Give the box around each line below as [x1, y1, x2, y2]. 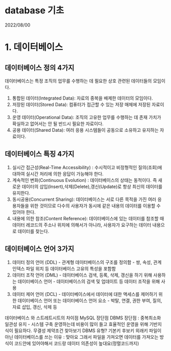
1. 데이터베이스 [5, 41, 63, 53]
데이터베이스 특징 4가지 [5, 150, 75, 158]
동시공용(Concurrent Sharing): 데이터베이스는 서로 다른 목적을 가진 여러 [12, 196, 157, 202]
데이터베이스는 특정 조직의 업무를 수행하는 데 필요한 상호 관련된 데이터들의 [5, 78, 152, 84]
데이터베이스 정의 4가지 [5, 63, 75, 72]
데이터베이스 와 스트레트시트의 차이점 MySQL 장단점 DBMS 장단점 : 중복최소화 [5, 315, 161, 321]
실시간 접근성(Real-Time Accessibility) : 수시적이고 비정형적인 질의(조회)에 [12, 164, 162, 170]
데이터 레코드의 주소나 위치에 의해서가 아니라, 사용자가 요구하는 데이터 [12, 222, 152, 228]
